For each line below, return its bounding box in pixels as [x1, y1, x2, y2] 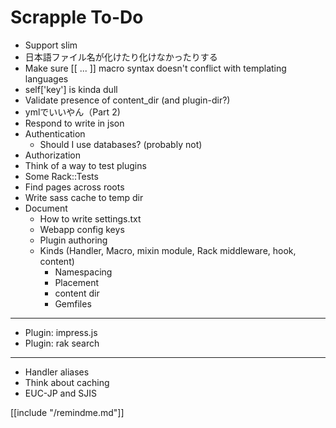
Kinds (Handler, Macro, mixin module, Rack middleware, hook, [39, 244, 297, 256]
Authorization [24, 149, 82, 161]
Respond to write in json [24, 117, 125, 129]
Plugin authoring [39, 234, 108, 246]
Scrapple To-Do [10, 6, 144, 29]
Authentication [24, 127, 86, 140]
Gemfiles [54, 297, 92, 310]
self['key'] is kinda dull [24, 83, 118, 95]
